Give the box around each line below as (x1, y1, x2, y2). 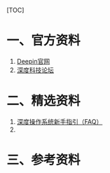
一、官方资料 (6, 33, 81, 48)
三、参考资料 (6, 152, 81, 168)
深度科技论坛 (16, 66, 54, 74)
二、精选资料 (6, 93, 81, 109)
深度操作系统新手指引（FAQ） (16, 117, 103, 125)
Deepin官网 (16, 57, 50, 65)
